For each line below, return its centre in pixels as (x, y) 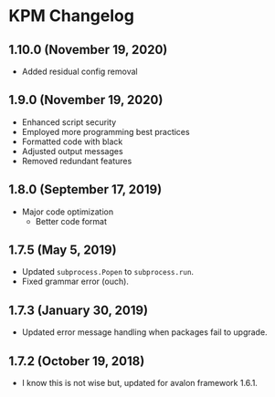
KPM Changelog (71, 16)
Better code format (71, 221)
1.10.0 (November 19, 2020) (88, 50)
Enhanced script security (69, 122)
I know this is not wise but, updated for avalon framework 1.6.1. (139, 383)
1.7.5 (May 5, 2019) (63, 251)
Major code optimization (68, 212)
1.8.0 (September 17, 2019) (85, 189)
